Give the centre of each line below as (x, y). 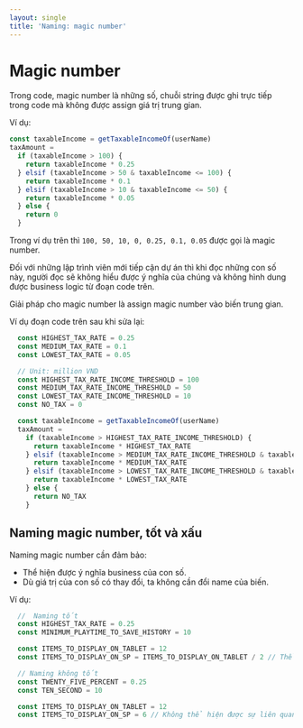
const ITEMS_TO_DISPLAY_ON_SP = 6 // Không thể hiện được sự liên (147, 715)
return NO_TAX (60, 496)
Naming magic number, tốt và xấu (106, 533)
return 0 (42, 215)
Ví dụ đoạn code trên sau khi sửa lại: (77, 322)
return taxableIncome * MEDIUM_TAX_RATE (110, 463)
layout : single (38, 18)
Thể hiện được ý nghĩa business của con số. (104, 572)
